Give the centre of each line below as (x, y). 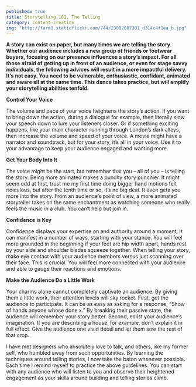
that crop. (18, 335)
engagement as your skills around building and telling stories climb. (87, 378)
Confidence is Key (29, 220)
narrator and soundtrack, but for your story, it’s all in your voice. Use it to (94, 142)
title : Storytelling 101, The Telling (53, 17)
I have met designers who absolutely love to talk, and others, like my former (97, 346)
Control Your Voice (30, 100)
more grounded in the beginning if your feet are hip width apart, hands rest (96, 244)
